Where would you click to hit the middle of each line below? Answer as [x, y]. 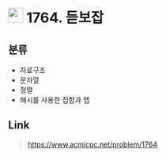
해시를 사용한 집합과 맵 [55, 100]
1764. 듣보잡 [65, 18]
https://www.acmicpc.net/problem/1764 [92, 144]
